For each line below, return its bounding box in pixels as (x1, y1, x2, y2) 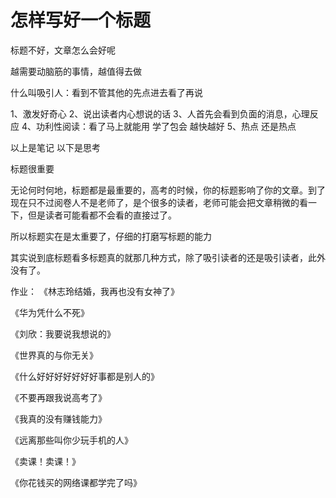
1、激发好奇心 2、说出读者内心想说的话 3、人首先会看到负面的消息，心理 (10, 107, 310, 120)
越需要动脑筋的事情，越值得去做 (10, 65, 142, 77)
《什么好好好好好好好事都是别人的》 (10, 370, 160, 382)
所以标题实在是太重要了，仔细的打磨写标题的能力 (10, 230, 212, 242)
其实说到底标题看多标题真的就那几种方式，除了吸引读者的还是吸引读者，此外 (10, 251, 326, 263)
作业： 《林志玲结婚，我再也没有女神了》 (10, 285, 180, 297)
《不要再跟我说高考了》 (10, 391, 107, 403)
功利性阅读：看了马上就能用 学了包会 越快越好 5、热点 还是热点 (35, 120, 297, 132)
